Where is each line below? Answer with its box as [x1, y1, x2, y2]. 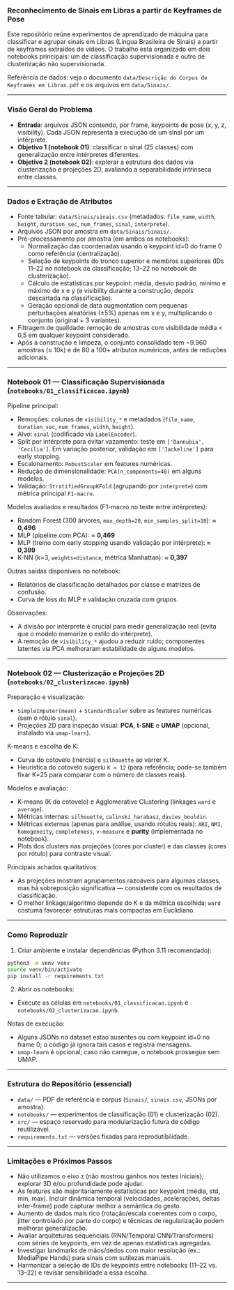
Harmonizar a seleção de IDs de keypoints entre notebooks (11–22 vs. [17, 1261, 217, 1269]
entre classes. [17, 172, 58, 181]
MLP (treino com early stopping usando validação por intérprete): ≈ [17, 539, 211, 547]
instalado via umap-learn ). [17, 728, 91, 737]
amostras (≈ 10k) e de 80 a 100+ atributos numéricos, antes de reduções [17, 345, 227, 354]
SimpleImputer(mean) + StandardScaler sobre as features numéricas [17, 707, 212, 715]
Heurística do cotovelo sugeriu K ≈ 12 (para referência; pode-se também [17, 763, 227, 772]
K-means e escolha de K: [7, 742, 79, 751]
